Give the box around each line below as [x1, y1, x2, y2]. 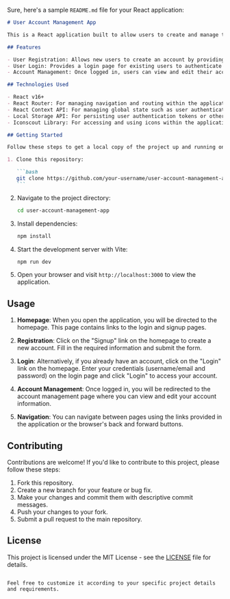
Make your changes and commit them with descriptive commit [16, 493, 194, 501]
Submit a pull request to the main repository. [16, 515, 142, 523]
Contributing [7, 440, 63, 452]
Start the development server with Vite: [16, 245, 128, 253]
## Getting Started [7, 132, 63, 138]
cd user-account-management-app [16, 207, 110, 214]
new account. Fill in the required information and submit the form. [16, 344, 202, 352]
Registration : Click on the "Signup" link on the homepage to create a [16, 337, 212, 345]
